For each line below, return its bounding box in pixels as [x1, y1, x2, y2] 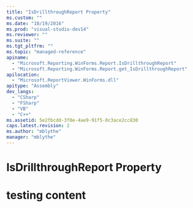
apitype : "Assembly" [6, 83, 59, 89]
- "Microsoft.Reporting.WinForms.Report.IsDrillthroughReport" [12, 60, 176, 66]
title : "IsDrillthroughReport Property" [6, 9, 112, 15]
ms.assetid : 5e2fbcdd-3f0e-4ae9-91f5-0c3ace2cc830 [6, 117, 138, 123]
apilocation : [6, 72, 40, 78]
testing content [6, 188, 86, 202]
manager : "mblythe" [6, 134, 56, 141]
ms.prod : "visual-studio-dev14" [6, 26, 89, 32]
